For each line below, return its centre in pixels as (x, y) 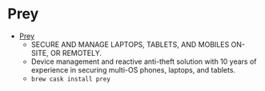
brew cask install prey (71, 79)
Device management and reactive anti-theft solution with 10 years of (144, 61)
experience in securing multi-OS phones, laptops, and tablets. (133, 69)
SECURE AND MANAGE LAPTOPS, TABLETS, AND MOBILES (130, 44)
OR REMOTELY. (76, 53)
